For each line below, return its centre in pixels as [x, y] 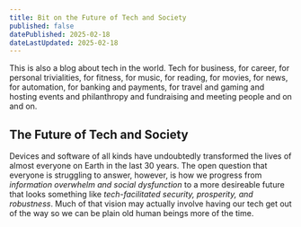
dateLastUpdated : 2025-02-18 [64, 43]
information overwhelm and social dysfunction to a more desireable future [147, 185]
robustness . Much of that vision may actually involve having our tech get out [150, 204]
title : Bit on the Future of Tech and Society [98, 17]
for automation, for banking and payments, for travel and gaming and [137, 87]
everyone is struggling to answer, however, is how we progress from [136, 175]
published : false [42, 26]
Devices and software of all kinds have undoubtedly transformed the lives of [150, 156]
